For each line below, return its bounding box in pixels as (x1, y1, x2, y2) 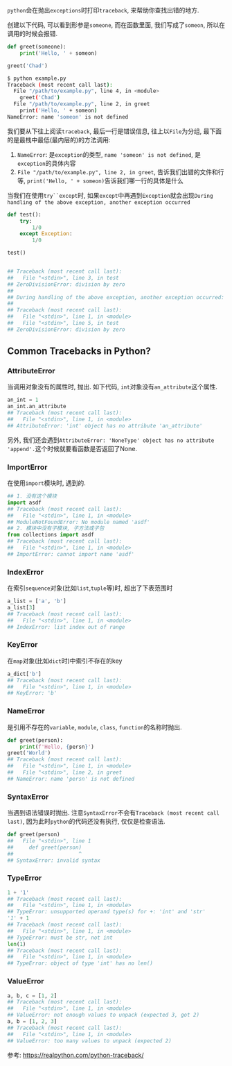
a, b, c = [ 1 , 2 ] (7, 992, 57, 999)
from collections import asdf (7, 532, 95, 539)
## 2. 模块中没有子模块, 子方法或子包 (7, 525, 105, 532)
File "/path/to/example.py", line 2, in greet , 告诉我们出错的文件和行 (17, 167, 224, 176)
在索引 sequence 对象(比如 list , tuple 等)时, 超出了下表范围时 (7, 584, 173, 592)
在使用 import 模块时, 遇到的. (7, 479, 86, 487)
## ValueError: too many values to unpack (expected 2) (7, 1037, 172, 1044)
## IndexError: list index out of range (7, 623, 126, 630)
